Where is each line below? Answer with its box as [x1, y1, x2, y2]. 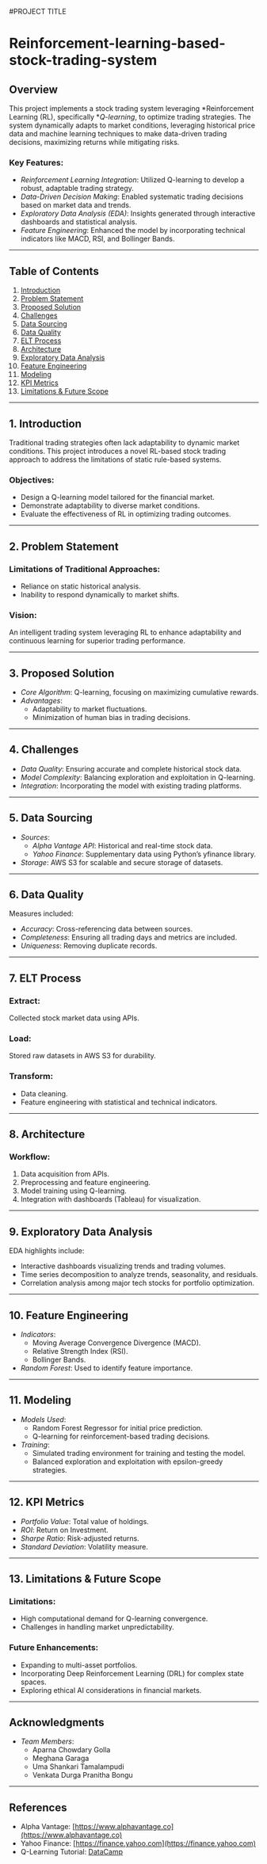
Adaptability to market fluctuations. [32, 704, 147, 714]
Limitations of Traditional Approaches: [9, 563, 161, 574]
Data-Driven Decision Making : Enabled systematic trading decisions [20, 192, 244, 201]
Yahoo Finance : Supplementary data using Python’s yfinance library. [32, 849, 257, 859]
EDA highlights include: [9, 1246, 85, 1256]
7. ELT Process [9, 971, 82, 985]
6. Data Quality [9, 888, 84, 902]
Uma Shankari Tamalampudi [32, 1762, 125, 1771]
